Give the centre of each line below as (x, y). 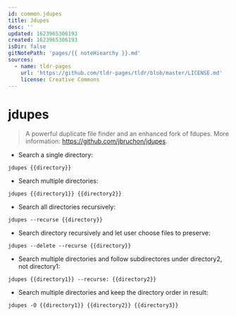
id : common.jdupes (35, 14)
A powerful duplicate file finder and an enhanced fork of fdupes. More (127, 134)
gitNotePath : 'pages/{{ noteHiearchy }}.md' (74, 54)
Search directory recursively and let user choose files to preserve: (114, 233)
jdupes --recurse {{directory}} (55, 220)
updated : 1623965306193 (43, 34)
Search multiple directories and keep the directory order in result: (113, 293)
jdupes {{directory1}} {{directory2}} (65, 194)
